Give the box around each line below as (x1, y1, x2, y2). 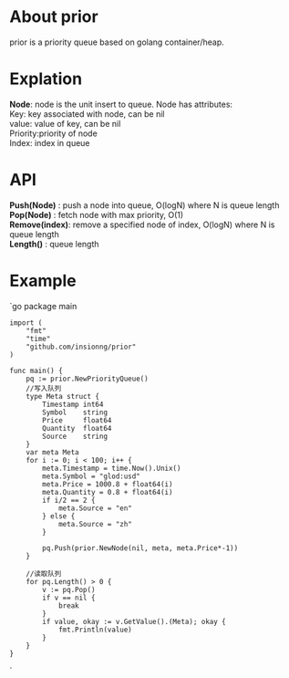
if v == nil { (42, 593, 96, 602)
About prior (9, 6, 98, 27)
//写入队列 (26, 383, 62, 393)
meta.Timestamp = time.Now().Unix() (42, 464, 181, 473)
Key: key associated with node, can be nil (9, 108, 165, 120)
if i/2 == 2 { (42, 495, 96, 505)
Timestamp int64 (42, 400, 104, 409)
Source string (42, 432, 108, 441)
